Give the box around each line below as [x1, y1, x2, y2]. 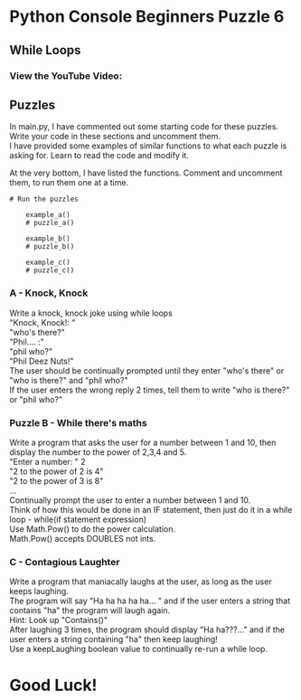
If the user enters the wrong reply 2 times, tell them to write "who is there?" [9, 384, 290, 395]
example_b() [25, 234, 71, 243]
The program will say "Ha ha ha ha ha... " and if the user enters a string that [9, 595, 291, 607]
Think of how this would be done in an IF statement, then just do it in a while [9, 504, 293, 515]
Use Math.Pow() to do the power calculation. [9, 523, 176, 534]
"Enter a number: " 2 [9, 456, 86, 467]
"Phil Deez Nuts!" [9, 355, 74, 366]
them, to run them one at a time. [9, 177, 129, 188]
